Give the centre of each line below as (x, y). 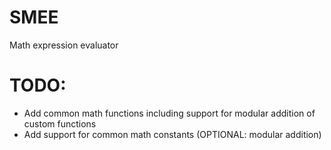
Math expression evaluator (64, 45)
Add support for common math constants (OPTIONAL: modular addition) (172, 134)
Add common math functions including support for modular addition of (169, 113)
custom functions (60, 123)
